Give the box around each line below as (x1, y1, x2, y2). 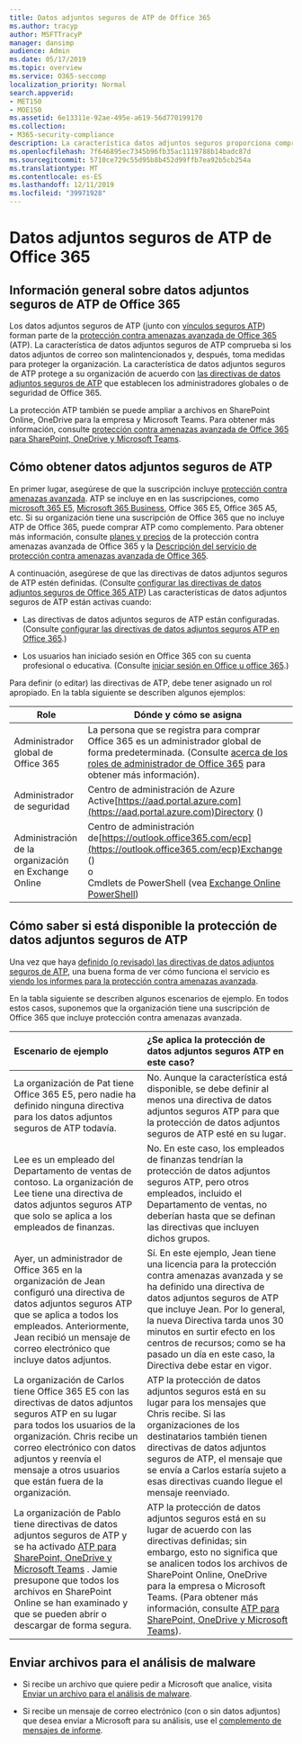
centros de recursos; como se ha (147, 1336, 286, 1349)
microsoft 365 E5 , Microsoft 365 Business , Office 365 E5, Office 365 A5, (9, 502, 278, 513)
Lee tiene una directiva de (13, 1187, 124, 1200)
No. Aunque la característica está (147, 1071, 288, 1083)
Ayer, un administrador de (13, 1252, 123, 1264)
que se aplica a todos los (13, 1308, 120, 1321)
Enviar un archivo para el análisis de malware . (22, 1688, 192, 1699)
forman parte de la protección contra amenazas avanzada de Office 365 (9, 330, 277, 340)
